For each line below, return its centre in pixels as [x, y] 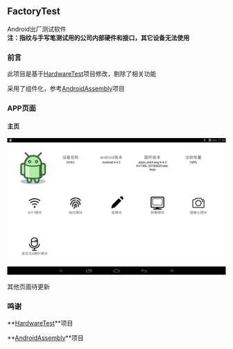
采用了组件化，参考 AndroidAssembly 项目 [66, 89]
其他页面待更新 [28, 287]
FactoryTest [34, 11]
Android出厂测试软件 [37, 29]
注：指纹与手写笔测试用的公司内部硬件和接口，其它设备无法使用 [98, 37]
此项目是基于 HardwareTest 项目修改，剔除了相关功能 [82, 74]
